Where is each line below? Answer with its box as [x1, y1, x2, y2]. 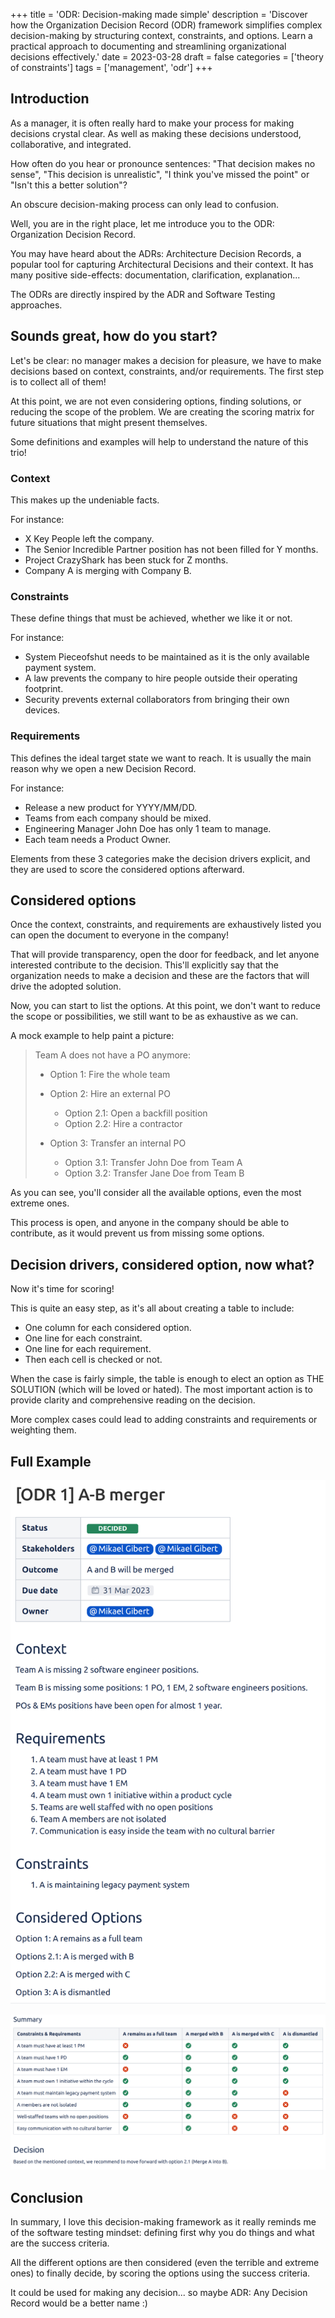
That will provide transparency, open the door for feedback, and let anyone [10, 949, 320, 961]
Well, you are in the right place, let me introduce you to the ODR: [10, 217, 275, 229]
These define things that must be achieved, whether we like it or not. [10, 612, 293, 624]
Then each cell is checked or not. [24, 1354, 163, 1366]
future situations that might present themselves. [10, 416, 208, 428]
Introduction [10, 90, 90, 108]
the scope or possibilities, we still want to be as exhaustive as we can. [10, 1010, 299, 1023]
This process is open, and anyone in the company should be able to [10, 1217, 290, 1229]
